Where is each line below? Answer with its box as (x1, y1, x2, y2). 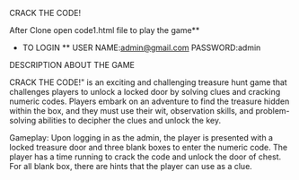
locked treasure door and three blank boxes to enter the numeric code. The (9, 142, 288, 152)
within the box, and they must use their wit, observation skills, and (9, 106, 254, 116)
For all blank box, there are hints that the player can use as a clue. (9, 161, 253, 171)
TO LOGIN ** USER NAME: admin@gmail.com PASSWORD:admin (22, 42, 261, 53)
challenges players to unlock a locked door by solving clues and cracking (9, 87, 281, 97)
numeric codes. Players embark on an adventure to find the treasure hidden (9, 96, 290, 107)
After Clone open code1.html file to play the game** (9, 25, 200, 35)
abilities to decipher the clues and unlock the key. (38, 116, 222, 125)
